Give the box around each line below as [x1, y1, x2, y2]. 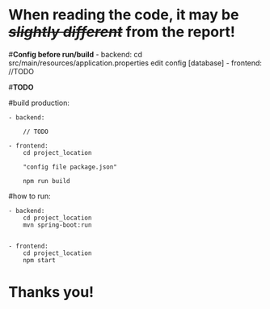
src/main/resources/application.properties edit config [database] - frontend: [8, 58, 263, 68]
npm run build [23, 177, 70, 185]
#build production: [8, 98, 70, 107]
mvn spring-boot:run [23, 220, 92, 229]
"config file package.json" [23, 163, 117, 171]
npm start [23, 256, 57, 264]
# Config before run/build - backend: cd [8, 49, 143, 59]
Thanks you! [8, 283, 95, 302]
